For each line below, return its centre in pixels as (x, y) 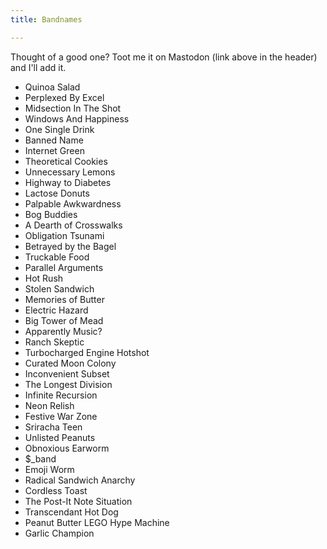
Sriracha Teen (53, 427)
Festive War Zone (61, 416)
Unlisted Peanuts (60, 437)
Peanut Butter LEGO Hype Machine (97, 522)
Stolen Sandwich (59, 288)
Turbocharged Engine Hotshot (87, 352)
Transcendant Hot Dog (71, 512)
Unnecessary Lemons (70, 172)
